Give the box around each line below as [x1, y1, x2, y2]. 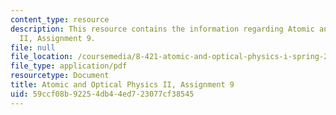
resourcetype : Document [10, 71, 110, 81]
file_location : [10, 52, 74, 62]
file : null [10, 42, 56, 53]
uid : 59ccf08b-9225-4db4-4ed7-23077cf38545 [10, 89, 195, 99]
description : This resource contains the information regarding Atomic [10, 24, 315, 34]
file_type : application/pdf [10, 61, 128, 71]
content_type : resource [10, 14, 110, 25]
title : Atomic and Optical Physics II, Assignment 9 [10, 80, 235, 90]
